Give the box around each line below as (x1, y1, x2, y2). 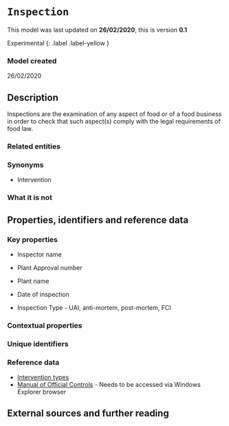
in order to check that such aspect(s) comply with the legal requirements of (7, 117, 221, 126)
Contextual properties (7, 320, 83, 330)
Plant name (17, 277, 50, 285)
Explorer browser (17, 388, 67, 396)
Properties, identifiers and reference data (7, 214, 189, 225)
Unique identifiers (7, 339, 69, 348)
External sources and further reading (7, 407, 170, 419)
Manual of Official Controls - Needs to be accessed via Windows (17, 381, 201, 389)
